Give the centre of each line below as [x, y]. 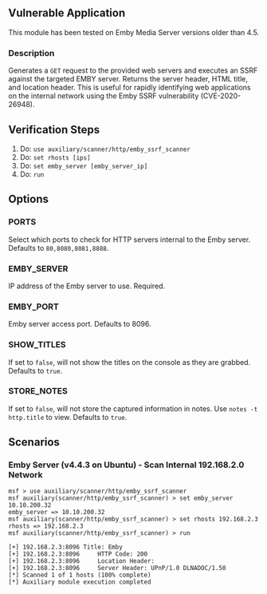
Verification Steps [54, 130]
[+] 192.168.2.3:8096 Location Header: [82, 561]
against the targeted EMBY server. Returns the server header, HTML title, [128, 79]
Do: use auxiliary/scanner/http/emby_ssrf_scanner [105, 148]
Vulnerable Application [67, 13]
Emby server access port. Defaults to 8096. [80, 324]
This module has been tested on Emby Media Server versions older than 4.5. [134, 32]
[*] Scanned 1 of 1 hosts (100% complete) [80, 575]
